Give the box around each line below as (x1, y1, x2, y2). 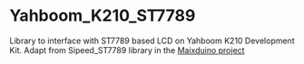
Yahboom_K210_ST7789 (9, 5, 196, 26)
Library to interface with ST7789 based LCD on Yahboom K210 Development (9, 35, 295, 46)
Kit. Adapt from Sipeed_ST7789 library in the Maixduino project (9, 44, 245, 55)
